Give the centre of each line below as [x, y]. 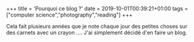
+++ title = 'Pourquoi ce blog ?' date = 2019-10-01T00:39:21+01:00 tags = [97, 9]
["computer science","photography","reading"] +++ [69, 15]
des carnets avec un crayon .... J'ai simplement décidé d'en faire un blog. [97, 33]
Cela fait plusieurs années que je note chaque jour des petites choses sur [97, 26]
